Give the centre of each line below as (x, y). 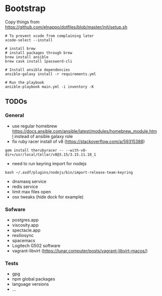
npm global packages (34, 279)
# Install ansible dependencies (37, 70)
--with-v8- (77, 150)
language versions (30, 284)
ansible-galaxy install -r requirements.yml (51, 74)
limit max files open (31, 191)
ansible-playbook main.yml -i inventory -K (50, 87)
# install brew (20, 48)
